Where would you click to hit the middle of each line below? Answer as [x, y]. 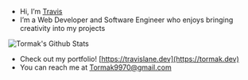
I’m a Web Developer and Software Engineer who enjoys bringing [126, 20]
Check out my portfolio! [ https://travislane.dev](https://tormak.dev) [130, 59]
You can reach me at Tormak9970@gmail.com [96, 67]
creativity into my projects [62, 28]
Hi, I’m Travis [41, 11]
